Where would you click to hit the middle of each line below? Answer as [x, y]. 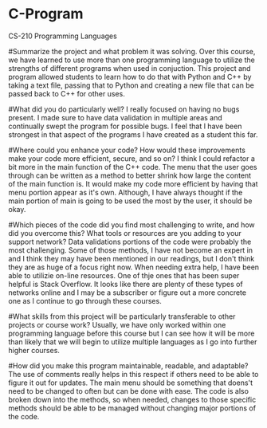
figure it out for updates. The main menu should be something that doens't [131, 383]
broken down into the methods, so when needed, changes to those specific [132, 399]
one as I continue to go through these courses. [85, 300]
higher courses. [34, 350]
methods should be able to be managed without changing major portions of [132, 408]
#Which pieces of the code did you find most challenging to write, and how [132, 225]
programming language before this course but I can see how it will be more [132, 333]
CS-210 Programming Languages [63, 36]
